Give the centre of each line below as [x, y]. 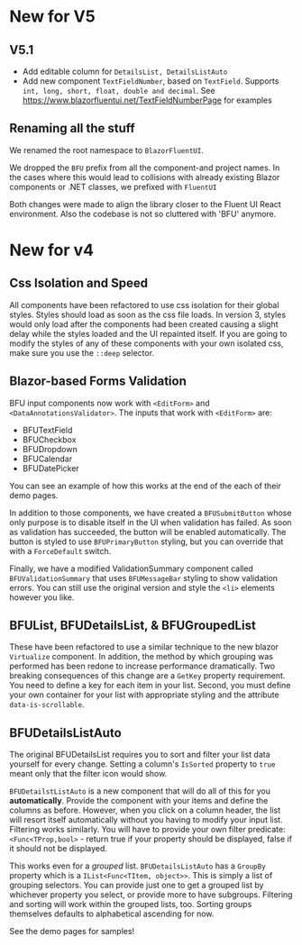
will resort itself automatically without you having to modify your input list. [146, 820]
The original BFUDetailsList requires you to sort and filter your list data [140, 755]
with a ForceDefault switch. [60, 550]
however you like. [42, 597]
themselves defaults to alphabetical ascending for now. [112, 914]
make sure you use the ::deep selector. [82, 352]
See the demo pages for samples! [72, 931]
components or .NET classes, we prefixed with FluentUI [113, 186]
